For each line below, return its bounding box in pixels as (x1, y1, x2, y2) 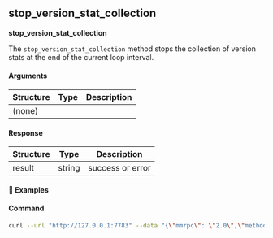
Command (8, 203, 45, 214)
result (12, 162, 35, 174)
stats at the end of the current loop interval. (8, 52, 154, 62)
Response (8, 128, 43, 137)
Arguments (8, 71, 48, 80)
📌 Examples (8, 184, 49, 194)
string (58, 162, 80, 174)
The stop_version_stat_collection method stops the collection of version (8, 44, 256, 54)
